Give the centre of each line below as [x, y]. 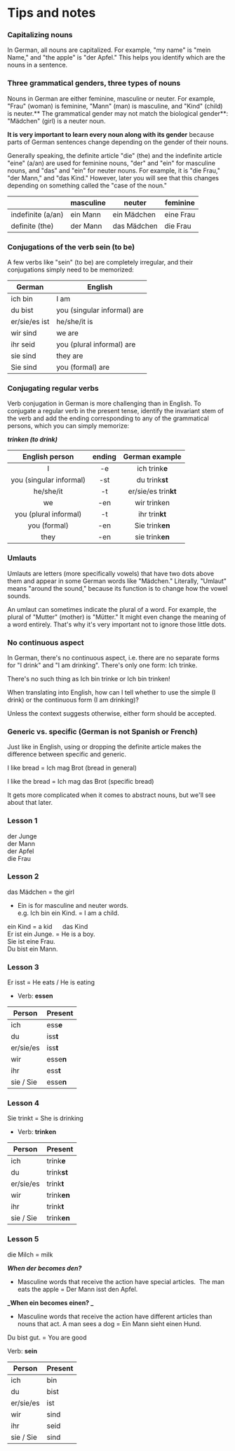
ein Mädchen [134, 214]
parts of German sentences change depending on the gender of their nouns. [118, 142]
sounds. [19, 596]
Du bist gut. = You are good [47, 1337]
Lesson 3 [23, 967]
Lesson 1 [22, 821]
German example [152, 457]
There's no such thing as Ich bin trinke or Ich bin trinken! [89, 678]
